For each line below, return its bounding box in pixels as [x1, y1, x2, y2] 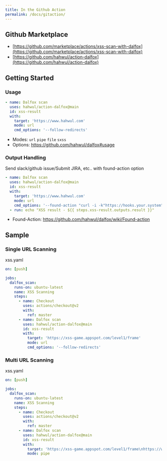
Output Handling [5, 154, 46, 161]
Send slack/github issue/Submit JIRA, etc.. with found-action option [5, 165, 144, 171]
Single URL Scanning [5, 245, 57, 252]
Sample [5, 230, 29, 239]
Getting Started [5, 74, 54, 82]
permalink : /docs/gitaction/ [5, 12, 66, 17]
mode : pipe [27, 451, 50, 456]
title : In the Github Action [5, 7, 66, 12]
